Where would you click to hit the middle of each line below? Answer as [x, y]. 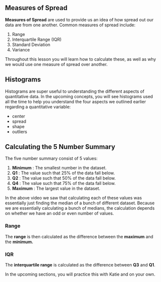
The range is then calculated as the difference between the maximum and [79, 236]
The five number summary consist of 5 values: [51, 158]
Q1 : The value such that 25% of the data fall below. [63, 173]
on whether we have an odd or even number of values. [59, 214]
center [19, 116]
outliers [20, 132]
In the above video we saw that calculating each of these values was [73, 198]
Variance [21, 50]
